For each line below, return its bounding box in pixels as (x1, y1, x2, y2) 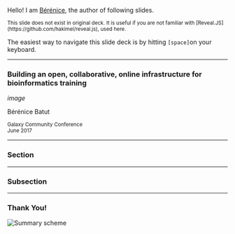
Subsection (7, 177, 48, 186)
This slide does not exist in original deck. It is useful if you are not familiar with (7, 20, 195, 27)
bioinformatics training (7, 78, 87, 88)
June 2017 (7, 128, 33, 135)
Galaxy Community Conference (7, 121, 83, 128)
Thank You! (7, 202, 48, 212)
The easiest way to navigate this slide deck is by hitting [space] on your (7, 38, 212, 46)
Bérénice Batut (7, 108, 50, 116)
